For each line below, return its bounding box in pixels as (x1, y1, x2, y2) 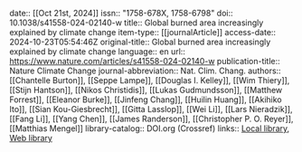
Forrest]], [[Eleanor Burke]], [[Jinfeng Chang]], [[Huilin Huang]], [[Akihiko (9, 94, 282, 105)
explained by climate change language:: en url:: (9, 46, 185, 57)
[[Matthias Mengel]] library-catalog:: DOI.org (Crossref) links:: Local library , (9, 123, 290, 134)
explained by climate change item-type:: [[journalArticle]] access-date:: (9, 27, 277, 37)
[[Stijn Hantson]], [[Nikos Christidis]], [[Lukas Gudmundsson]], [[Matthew (9, 85, 283, 95)
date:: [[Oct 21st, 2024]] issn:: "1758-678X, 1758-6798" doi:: (9, 8, 233, 18)
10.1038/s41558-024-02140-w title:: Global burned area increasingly (9, 17, 264, 28)
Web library (9, 133, 52, 143)
